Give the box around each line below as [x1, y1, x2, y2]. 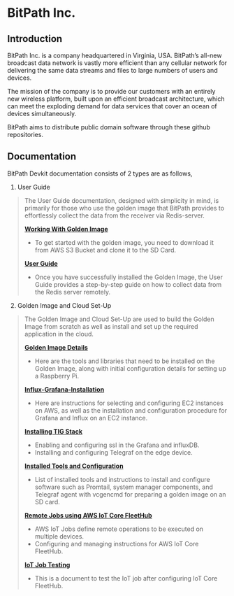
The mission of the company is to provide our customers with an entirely [7, 87, 216, 95]
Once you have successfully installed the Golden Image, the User [34, 273, 224, 281]
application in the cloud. [24, 329, 94, 338]
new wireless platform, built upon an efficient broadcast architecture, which [7, 94, 225, 103]
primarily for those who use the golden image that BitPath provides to [24, 204, 225, 212]
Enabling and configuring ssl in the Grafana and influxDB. [34, 441, 200, 449]
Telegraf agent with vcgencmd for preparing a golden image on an [34, 490, 226, 498]
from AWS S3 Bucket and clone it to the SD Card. [34, 246, 177, 254]
